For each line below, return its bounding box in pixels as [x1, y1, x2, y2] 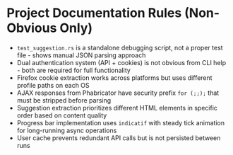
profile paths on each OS [16, 81, 90, 89]
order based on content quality [16, 111, 107, 120]
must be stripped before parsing [16, 96, 112, 104]
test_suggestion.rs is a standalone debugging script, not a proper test [16, 43, 223, 52]
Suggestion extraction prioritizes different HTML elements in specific [16, 103, 218, 112]
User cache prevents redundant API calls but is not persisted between [16, 133, 221, 142]
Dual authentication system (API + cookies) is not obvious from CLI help [16, 58, 227, 67]
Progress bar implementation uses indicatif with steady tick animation [16, 118, 225, 127]
